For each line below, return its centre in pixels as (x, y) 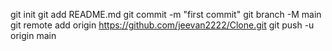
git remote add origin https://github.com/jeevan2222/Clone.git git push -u (162, 25)
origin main (33, 35)
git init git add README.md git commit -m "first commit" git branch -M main (166, 14)
